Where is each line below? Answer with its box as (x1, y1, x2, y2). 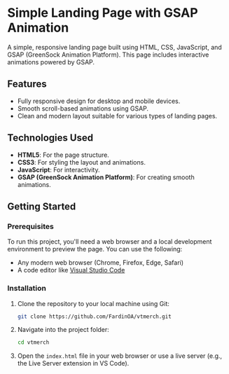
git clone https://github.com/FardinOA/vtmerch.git (17, 313, 172, 320)
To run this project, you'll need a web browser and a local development (7, 237, 212, 246)
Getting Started (7, 200, 76, 212)
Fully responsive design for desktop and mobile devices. (17, 97, 181, 105)
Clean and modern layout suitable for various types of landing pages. (17, 111, 218, 120)
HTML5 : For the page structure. (17, 151, 110, 159)
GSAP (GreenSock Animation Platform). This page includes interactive (7, 50, 209, 59)
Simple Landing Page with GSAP (7, 5, 198, 21)
